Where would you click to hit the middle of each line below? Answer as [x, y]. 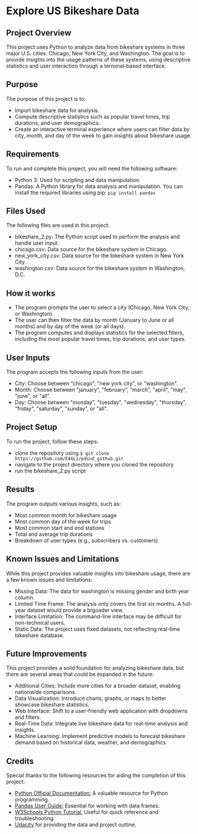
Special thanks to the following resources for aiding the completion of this [96, 775]
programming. [32, 800]
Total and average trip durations [53, 534]
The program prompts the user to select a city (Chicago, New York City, [102, 308]
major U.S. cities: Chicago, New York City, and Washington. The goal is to [95, 53]
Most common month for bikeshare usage [66, 515]
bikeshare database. [40, 635]
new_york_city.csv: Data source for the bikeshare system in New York [99, 255]
